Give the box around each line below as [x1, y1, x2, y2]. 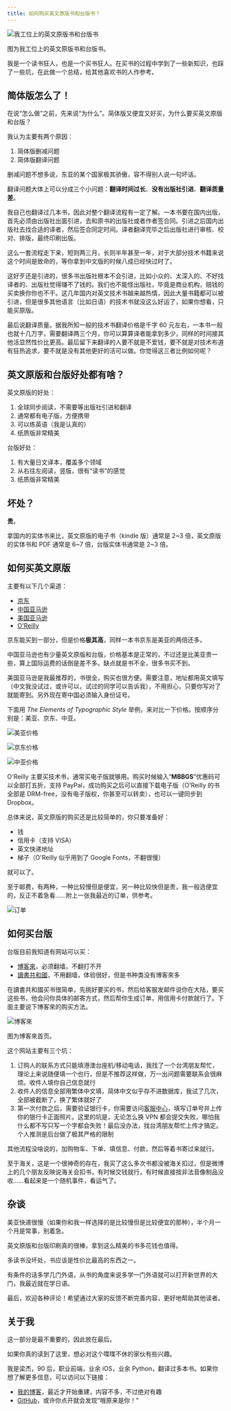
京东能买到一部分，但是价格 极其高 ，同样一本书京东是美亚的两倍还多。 [7, 635, 206, 644]
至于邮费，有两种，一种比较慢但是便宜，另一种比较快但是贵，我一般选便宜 [7, 882, 218, 891]
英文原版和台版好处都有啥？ [7, 369, 125, 381]
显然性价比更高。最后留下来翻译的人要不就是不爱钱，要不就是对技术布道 [19, 338, 224, 346]
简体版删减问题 [16, 147, 60, 156]
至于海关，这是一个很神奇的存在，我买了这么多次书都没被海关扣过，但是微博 [7, 1159, 224, 1167]
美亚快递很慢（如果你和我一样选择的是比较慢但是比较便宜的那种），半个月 [7, 1218, 215, 1226]
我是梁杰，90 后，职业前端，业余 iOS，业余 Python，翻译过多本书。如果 [7, 1364, 212, 1373]
